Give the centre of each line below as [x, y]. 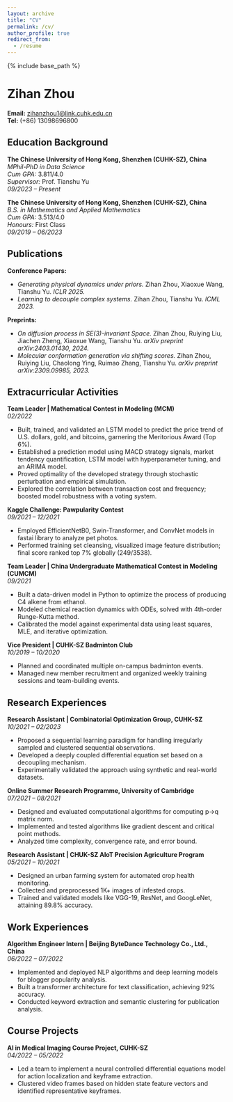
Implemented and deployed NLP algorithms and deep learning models [118, 972]
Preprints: [22, 320]
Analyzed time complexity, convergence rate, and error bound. [107, 841]
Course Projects [43, 1031]
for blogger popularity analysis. [62, 979]
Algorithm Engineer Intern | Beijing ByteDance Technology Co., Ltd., [108, 944]
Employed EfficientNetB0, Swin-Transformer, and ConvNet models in [116, 530]
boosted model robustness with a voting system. [87, 496]
